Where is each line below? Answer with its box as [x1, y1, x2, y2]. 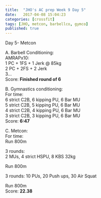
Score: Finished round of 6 [5, 76, 61, 82]
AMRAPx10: [5, 55, 29, 61]
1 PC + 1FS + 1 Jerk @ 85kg [5, 60, 61, 66]
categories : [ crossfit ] [5, 17, 55, 22]
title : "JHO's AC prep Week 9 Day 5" [5, 7, 86, 13]
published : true [5, 26, 39, 31]
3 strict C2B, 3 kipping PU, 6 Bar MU [5, 113, 80, 119]
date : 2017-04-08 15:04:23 [5, 12, 66, 17]
